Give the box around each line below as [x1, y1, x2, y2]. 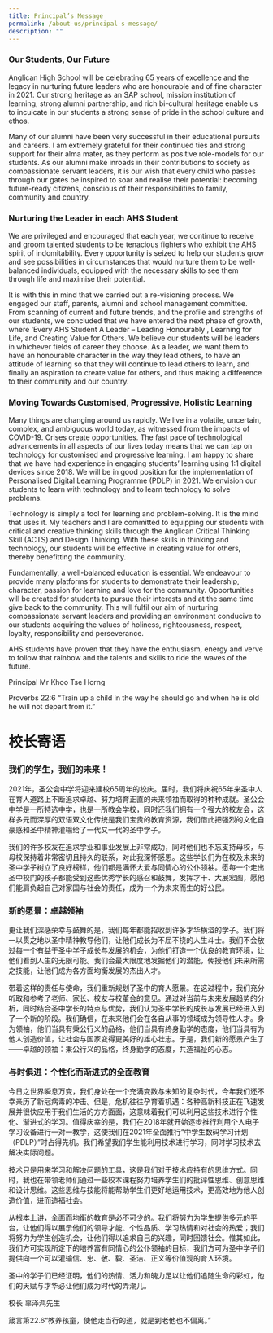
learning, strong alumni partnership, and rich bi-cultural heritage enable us [8, 99, 258, 108]
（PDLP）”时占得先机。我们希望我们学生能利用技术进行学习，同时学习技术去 [8, 1138, 262, 1147]
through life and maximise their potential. [8, 274, 145, 283]
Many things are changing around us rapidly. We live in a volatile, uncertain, [8, 415, 262, 425]
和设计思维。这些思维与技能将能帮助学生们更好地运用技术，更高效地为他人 [8, 1186, 258, 1195]
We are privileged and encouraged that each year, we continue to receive [8, 230, 254, 240]
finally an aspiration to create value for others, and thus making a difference [8, 367, 262, 377]
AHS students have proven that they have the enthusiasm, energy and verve [8, 644, 264, 654]
